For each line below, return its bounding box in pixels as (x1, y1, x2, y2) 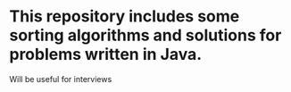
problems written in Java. (9, 45, 203, 64)
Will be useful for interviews (9, 73, 112, 84)
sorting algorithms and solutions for (9, 25, 282, 46)
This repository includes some (9, 6, 240, 27)
